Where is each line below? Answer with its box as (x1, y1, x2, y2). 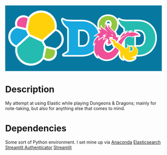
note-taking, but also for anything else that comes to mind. (5, 105, 125, 111)
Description (5, 84, 55, 95)
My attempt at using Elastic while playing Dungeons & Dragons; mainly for (5, 100, 157, 106)
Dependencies (5, 122, 67, 134)
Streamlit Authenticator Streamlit (5, 144, 72, 150)
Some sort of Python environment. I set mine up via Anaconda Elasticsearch (5, 139, 161, 145)
